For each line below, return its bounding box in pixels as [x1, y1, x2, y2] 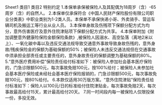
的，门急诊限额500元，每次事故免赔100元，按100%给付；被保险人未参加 [5, 65, 150, 70]
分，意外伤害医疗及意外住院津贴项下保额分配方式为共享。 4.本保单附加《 [5, 29, 150, 34]
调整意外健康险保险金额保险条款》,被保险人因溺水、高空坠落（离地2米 [9, 34, 149, 40]
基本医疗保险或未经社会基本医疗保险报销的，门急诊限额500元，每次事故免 [9, 71, 157, 76]
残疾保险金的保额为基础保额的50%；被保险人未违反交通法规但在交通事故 [11, 46, 156, 52]
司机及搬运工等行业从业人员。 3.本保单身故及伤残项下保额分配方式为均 [9, 22, 150, 28]
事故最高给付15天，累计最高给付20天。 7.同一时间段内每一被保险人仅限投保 [5, 89, 155, 94]
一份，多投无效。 [5, 95, 39, 101]
